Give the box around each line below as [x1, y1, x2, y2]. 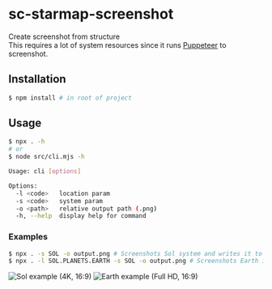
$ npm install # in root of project [8, 94, 132, 102]
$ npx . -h [8, 138, 45, 146]
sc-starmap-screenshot [8, 5, 174, 23]
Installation [8, 72, 66, 86]
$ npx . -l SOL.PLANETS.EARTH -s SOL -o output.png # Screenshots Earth [8, 257, 259, 266]
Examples [8, 232, 49, 243]
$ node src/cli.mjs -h [8, 153, 85, 161]
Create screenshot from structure [8, 32, 120, 41]
